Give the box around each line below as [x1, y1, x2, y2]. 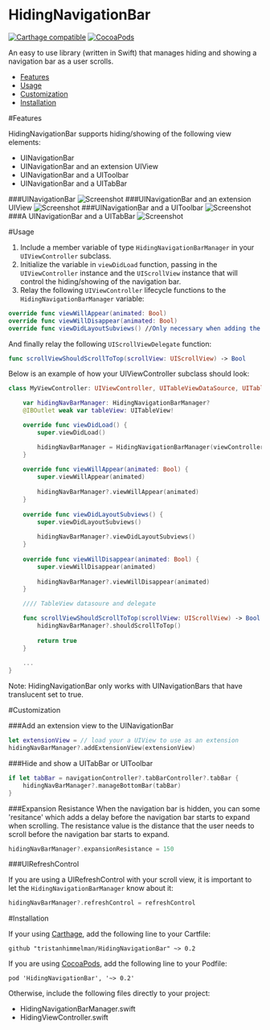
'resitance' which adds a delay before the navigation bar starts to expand [8, 812, 251, 822]
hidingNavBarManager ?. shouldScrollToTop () [37, 622, 182, 630]
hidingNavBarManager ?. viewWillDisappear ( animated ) [37, 578, 211, 586]
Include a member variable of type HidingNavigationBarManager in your [19, 242, 255, 252]
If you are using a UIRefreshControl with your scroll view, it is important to [8, 875, 252, 884]
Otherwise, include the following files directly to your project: [8, 988, 211, 999]
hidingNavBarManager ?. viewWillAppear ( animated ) [37, 488, 199, 496]
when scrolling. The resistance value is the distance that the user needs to [8, 821, 255, 830]
